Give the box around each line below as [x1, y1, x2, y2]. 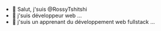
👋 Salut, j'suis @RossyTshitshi [12, 6, 87, 13]
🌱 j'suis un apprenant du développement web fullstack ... [12, 18, 156, 25]
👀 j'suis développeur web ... [12, 12, 82, 19]
